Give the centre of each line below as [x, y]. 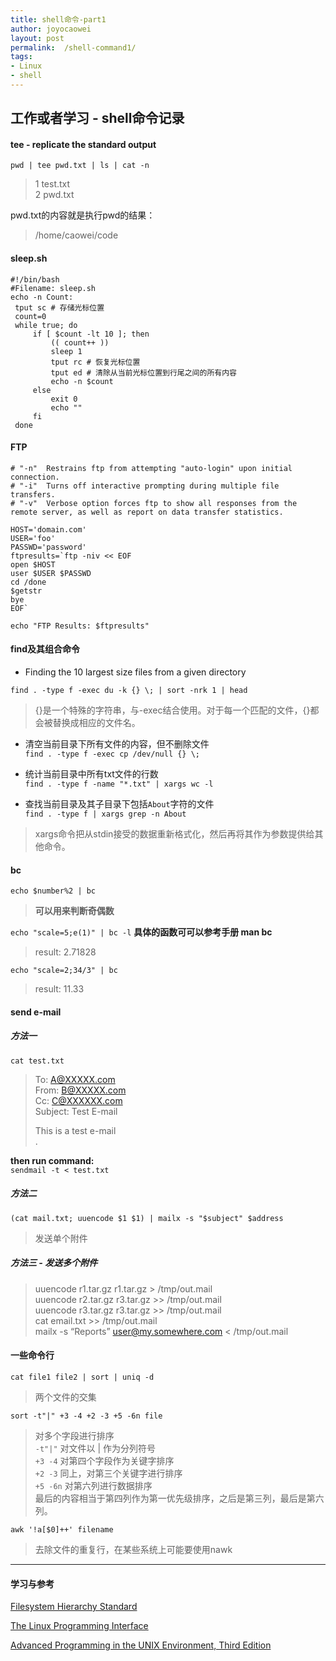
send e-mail [36, 1012]
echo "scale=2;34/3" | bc [64, 971]
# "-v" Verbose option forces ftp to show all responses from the [154, 503]
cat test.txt [37, 1061]
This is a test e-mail [75, 1130]
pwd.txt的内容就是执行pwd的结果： [83, 215]
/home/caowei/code [76, 235]
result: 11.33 [59, 989]
